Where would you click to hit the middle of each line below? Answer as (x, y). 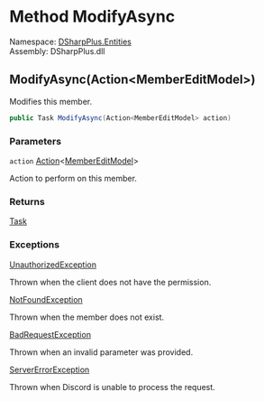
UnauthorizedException (53, 265)
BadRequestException (50, 334)
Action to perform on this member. (73, 178)
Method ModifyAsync (92, 17)
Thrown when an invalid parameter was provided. (101, 352)
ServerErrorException (50, 369)
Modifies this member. (51, 101)
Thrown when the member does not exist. (87, 317)
